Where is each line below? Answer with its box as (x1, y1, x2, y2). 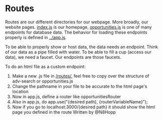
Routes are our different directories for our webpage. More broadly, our (5, 19, 148, 25)
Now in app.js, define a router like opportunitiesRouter (12, 93, 121, 100)
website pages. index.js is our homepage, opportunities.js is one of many (5, 24, 152, 30)
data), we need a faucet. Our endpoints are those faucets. (5, 54, 122, 60)
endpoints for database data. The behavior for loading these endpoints (5, 29, 147, 35)
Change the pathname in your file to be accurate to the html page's (12, 83, 147, 89)
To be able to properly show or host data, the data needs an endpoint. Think (5, 44, 158, 50)
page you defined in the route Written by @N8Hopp (12, 109, 116, 115)
